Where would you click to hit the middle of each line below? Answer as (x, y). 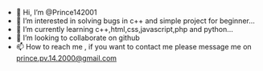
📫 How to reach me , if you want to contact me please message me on (134, 47)
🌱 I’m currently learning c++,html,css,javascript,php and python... (124, 29)
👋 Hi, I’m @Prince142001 (56, 12)
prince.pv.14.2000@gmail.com (66, 58)
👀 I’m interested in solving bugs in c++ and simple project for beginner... (136, 21)
